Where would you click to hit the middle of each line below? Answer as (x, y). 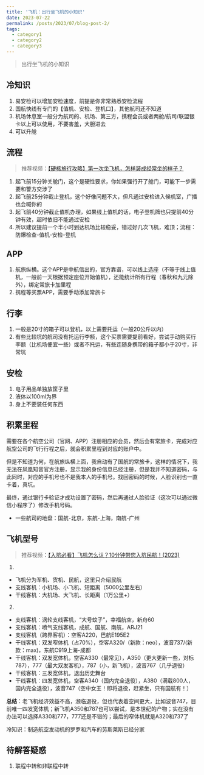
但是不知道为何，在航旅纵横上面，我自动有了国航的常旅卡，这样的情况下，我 (102, 461)
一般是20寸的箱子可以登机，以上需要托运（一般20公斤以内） (91, 329)
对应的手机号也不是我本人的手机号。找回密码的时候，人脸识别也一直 (112, 476)
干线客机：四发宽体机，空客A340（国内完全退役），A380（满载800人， (104, 681)
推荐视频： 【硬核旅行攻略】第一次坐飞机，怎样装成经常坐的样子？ (102, 168)
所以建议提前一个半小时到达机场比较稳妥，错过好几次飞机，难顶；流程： (105, 227)
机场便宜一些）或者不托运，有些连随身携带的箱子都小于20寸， (114, 344)
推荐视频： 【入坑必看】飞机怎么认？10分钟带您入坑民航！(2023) (100, 554)
